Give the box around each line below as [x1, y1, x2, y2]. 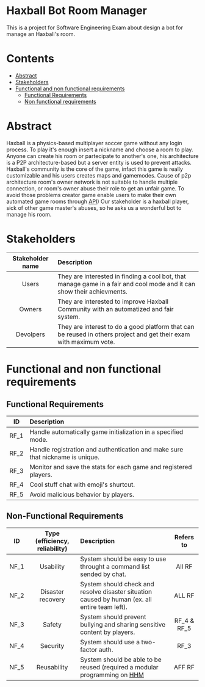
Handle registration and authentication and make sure [29, 445, 184, 453]
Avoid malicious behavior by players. [29, 490, 134, 498]
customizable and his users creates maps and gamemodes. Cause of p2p [6, 171, 192, 179]
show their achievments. [57, 287, 128, 296]
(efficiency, [35, 536, 70, 545]
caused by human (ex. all [80, 595, 152, 603]
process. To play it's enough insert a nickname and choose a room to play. [6, 146, 193, 153]
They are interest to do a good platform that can [57, 322, 195, 331]
